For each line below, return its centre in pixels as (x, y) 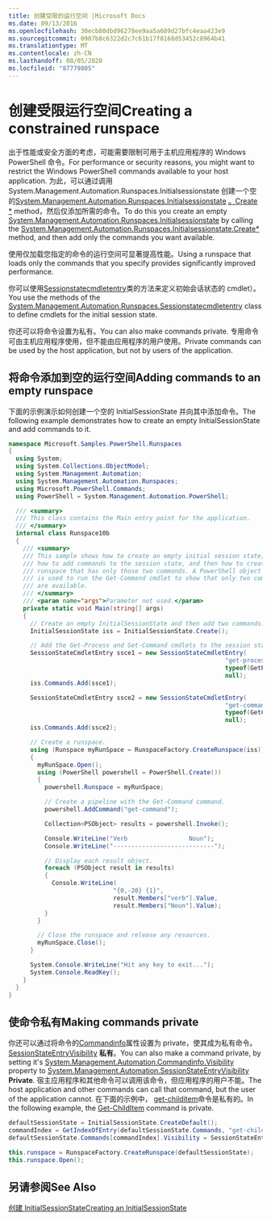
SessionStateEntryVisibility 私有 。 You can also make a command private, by (135, 1053)
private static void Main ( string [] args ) (93, 608)
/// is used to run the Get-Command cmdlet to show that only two (137, 578)
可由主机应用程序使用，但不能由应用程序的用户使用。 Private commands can (135, 341)
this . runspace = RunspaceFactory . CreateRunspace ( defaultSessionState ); (131, 1152)
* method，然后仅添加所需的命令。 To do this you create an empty (118, 211)
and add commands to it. (50, 429)
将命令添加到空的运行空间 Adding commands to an (135, 378)
